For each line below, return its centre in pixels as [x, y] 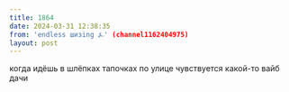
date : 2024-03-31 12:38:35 [60, 26]
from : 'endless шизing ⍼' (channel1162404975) [99, 34]
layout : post [34, 43]
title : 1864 [32, 18]
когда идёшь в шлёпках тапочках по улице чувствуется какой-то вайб [145, 69]
